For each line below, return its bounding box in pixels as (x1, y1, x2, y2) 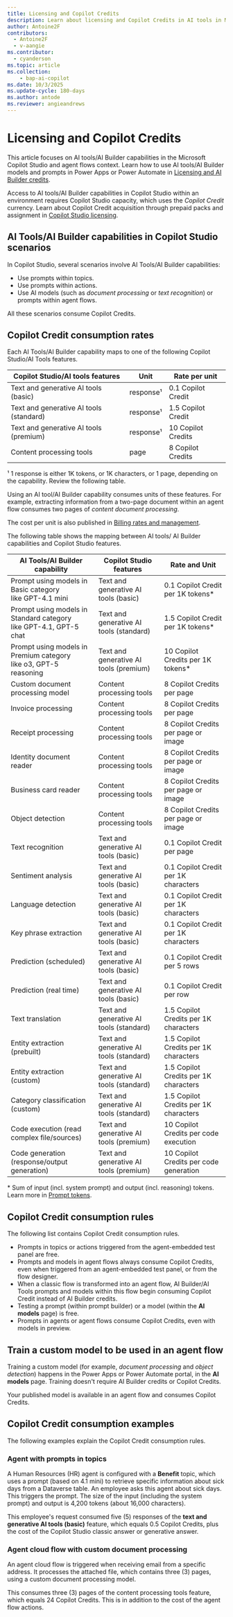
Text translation (10, 1014, 61, 1024)
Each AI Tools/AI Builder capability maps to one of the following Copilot (7, 348, 211, 356)
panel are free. (17, 1250, 60, 1259)
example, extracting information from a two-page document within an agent (7, 497, 224, 506)
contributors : (7, 29, 49, 37)
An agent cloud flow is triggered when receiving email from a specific (7, 1560, 206, 1568)
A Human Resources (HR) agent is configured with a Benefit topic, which (7, 1470, 216, 1478)
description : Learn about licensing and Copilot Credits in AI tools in (7, 17, 222, 24)
